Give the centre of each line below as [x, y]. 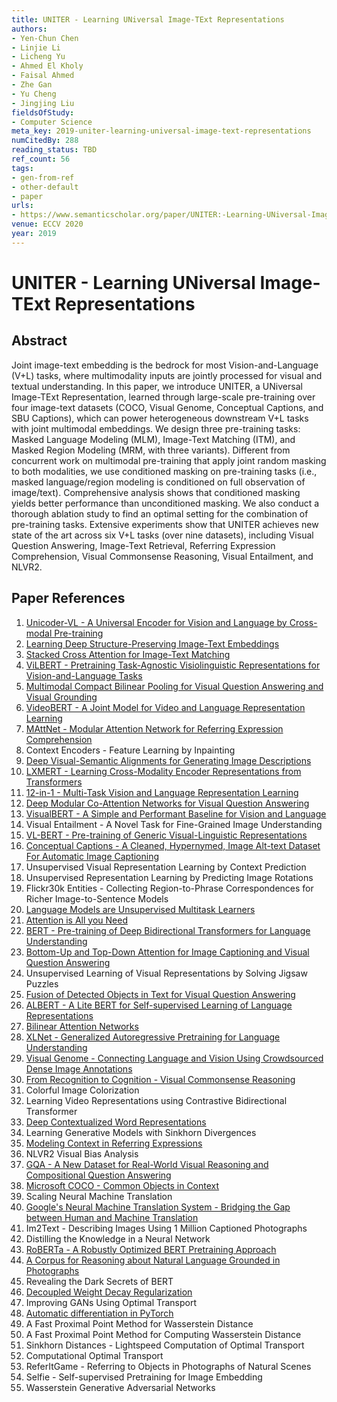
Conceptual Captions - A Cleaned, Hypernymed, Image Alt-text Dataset [173, 845]
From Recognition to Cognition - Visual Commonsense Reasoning [160, 1079]
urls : [22, 206]
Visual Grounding [61, 697]
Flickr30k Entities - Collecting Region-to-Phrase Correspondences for [169, 888]
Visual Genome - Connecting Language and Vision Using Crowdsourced [174, 1058]
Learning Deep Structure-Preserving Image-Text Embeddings [152, 643]
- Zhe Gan [32, 85]
